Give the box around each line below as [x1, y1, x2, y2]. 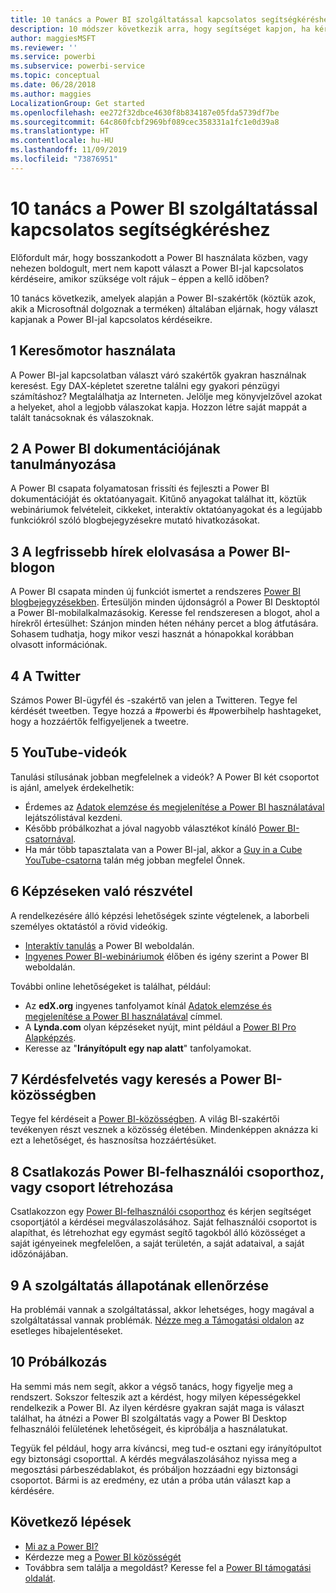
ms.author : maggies [10, 89, 92, 99]
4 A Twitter [10, 667, 82, 685]
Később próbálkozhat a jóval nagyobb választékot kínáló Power [24, 822, 286, 834]
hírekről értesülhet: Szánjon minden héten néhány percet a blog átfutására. [10, 617, 319, 630]
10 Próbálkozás [10, 1354, 108, 1371]
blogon [10, 559, 56, 576]
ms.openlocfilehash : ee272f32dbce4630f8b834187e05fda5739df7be [10, 107, 280, 118]
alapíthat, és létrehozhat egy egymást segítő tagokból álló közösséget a [10, 1227, 306, 1239]
